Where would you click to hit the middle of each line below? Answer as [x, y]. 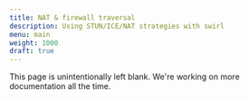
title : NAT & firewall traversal [72, 18]
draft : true [32, 51]
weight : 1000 [34, 43]
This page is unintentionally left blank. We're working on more [124, 76]
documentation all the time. [60, 86]
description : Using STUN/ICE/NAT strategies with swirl [117, 26]
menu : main [30, 34]
